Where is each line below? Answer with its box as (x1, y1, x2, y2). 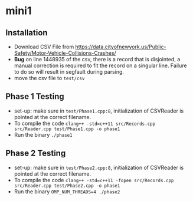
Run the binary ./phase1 (14, 131, 73, 138)
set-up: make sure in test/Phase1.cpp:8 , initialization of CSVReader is (14, 107, 184, 114)
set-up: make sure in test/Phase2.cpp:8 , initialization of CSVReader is (14, 164, 184, 171)
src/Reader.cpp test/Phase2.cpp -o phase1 (14, 183, 120, 189)
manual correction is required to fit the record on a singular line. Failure (14, 62, 187, 69)
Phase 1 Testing (5, 91, 64, 101)
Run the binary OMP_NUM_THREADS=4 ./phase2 (14, 187, 120, 195)
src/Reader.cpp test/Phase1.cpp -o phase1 (14, 126, 120, 132)
